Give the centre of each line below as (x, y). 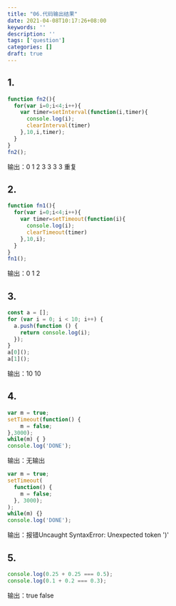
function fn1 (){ (31, 206)
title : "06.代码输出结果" (43, 14)
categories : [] (30, 47)
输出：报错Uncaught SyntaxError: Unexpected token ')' (88, 535)
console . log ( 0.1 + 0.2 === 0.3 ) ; (57, 581)
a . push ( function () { (46, 326)
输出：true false (31, 595)
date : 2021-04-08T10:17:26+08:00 (57, 21)
